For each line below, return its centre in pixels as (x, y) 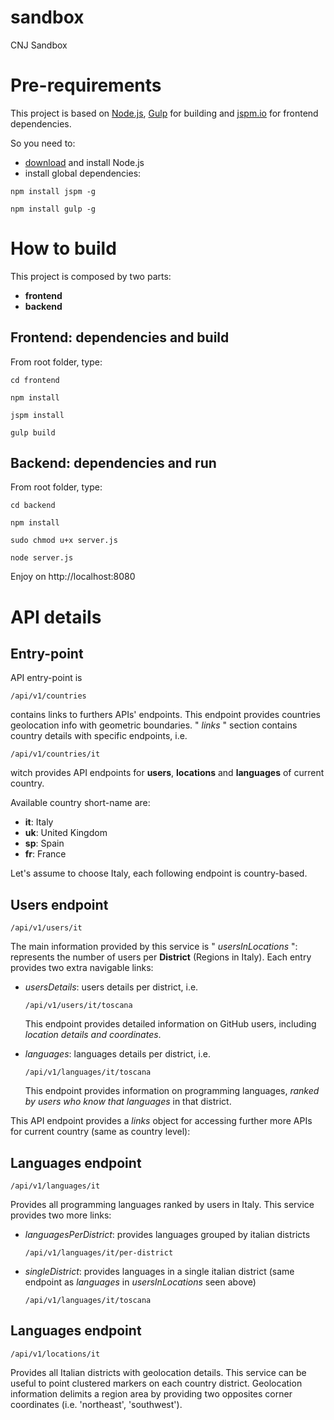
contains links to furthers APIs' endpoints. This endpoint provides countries (166, 715)
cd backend (33, 506)
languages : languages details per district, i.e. (118, 1054)
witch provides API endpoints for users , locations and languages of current (167, 773)
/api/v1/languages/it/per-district (99, 1253)
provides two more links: (61, 1215)
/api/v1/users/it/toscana (78, 1006)
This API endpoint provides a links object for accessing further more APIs (161, 1121)
